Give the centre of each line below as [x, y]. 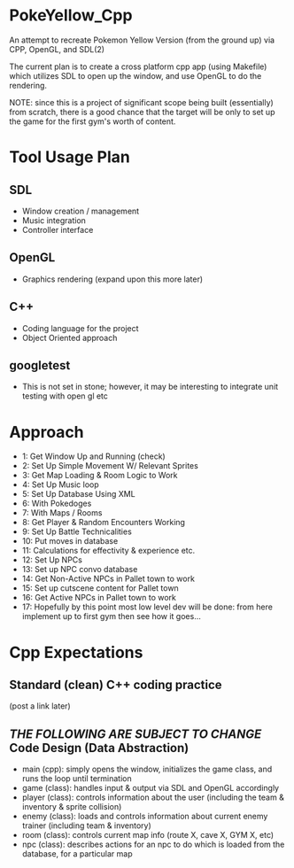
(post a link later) [40, 706]
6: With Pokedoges [57, 504]
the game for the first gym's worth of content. [93, 121]
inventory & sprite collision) [72, 807]
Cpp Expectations [76, 652]
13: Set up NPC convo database [80, 570]
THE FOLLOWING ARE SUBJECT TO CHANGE [135, 734]
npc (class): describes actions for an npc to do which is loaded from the [153, 845]
